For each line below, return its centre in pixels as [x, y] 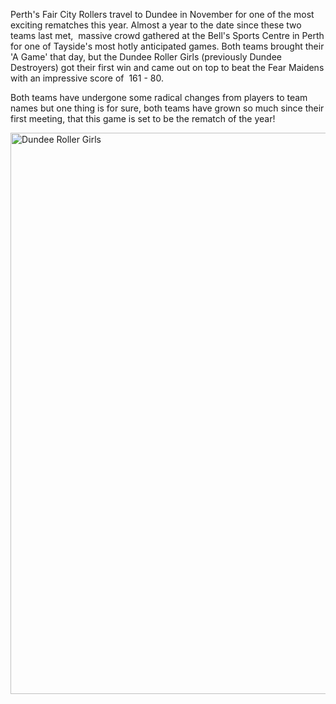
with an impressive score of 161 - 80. [87, 78]
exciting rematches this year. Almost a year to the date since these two [156, 25]
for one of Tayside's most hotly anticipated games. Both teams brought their [167, 46]
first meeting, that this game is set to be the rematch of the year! [143, 118]
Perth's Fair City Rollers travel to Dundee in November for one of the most [162, 14]
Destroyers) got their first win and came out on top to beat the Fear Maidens [167, 67]
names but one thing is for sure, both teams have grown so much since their [167, 108]
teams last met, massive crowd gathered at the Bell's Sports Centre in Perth [167, 35]
